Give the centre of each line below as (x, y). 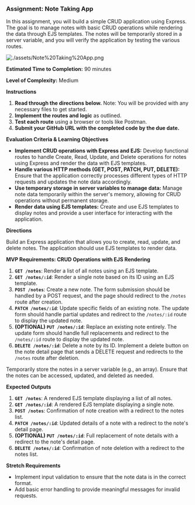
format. (23, 483)
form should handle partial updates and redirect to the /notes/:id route (100, 315)
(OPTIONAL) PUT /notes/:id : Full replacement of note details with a (96, 436)
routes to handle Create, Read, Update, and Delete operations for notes (100, 157)
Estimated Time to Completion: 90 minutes (59, 69)
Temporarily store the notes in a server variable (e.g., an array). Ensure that (97, 369)
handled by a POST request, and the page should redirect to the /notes (100, 296)
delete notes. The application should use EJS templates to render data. (92, 248)
